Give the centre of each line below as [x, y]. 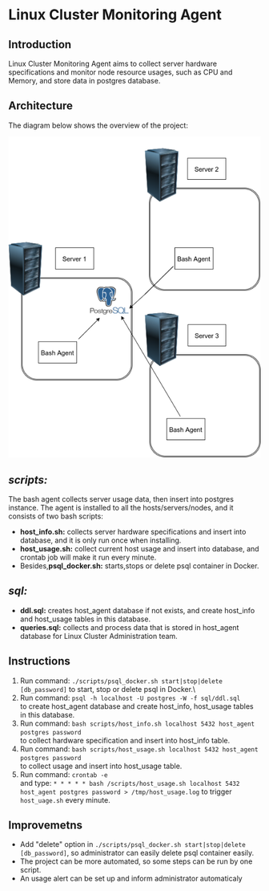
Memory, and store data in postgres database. [84, 81]
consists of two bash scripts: [56, 516]
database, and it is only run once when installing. [100, 540]
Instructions [39, 661]
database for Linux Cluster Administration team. [98, 636]
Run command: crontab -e [64, 774]
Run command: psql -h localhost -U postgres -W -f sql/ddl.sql [130, 698]
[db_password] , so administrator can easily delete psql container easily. [137, 853]
